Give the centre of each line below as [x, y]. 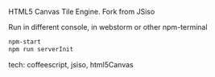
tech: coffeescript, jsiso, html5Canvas [71, 64]
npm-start [25, 42]
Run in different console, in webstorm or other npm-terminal [108, 27]
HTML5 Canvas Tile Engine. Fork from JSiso [82, 12]
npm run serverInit [41, 49]
